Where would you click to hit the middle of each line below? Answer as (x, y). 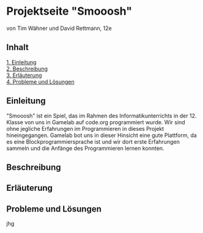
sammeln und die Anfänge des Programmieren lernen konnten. (85, 148)
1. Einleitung (21, 62)
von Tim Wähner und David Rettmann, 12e (59, 28)
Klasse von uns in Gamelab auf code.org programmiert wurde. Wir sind (96, 122)
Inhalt (17, 47)
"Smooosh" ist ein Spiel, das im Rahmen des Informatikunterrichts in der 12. (102, 116)
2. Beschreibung (27, 68)
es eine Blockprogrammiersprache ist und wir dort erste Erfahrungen (93, 141)
